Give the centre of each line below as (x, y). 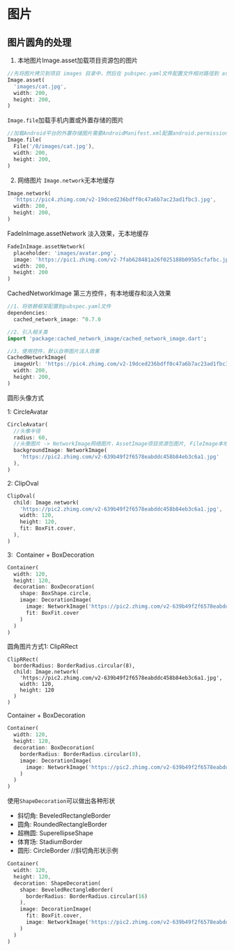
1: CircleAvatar (28, 412)
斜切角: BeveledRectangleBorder (64, 816)
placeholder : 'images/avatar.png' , (65, 253)
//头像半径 (27, 431)
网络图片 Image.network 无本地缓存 (66, 180)
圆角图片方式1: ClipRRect (42, 647)
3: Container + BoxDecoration (51, 555)
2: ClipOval (23, 483)
